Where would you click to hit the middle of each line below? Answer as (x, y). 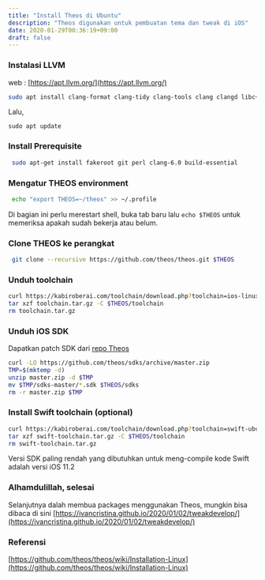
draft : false (30, 38)
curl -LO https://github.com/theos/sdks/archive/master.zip (109, 363)
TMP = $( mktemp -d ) (37, 371)
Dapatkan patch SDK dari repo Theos (69, 348)
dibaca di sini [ (32, 513)
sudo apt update (35, 126)
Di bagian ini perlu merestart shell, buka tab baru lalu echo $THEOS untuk (125, 214)
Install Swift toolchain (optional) (71, 412)
